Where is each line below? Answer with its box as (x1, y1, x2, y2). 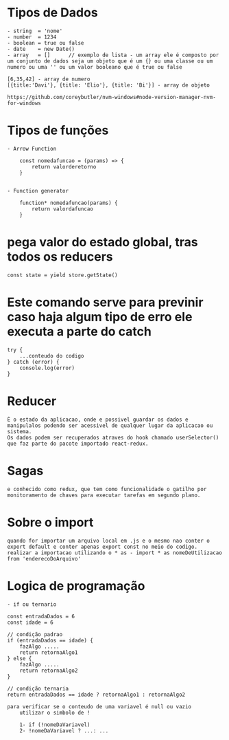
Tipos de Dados (7, 5, 98, 21)
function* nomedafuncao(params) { (19, 199, 118, 206)
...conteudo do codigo (19, 352, 84, 359)
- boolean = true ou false (7, 39, 84, 46)
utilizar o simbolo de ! (19, 709, 91, 716)
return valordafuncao (32, 205, 94, 213)
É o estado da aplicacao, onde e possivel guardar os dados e (7, 416, 189, 423)
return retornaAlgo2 (19, 667, 78, 674)
